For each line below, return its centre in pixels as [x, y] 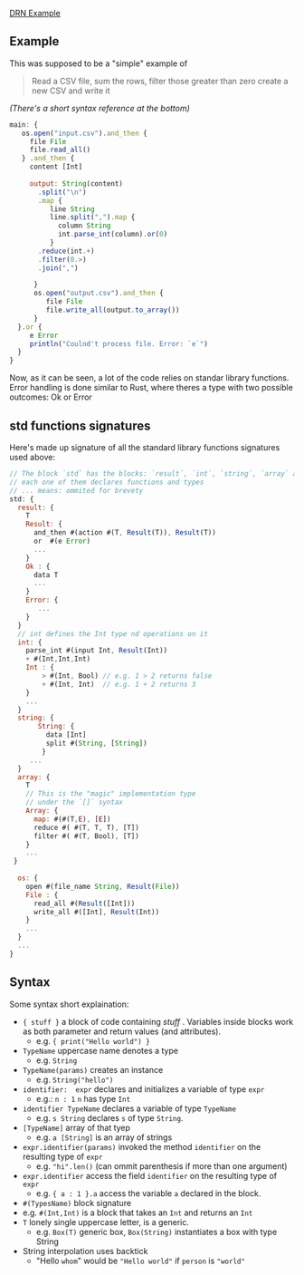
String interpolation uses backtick [85, 1251]
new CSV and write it [71, 91]
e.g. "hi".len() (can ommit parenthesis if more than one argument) [161, 1166]
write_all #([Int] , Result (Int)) [96, 912]
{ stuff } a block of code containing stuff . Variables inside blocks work [158, 1021]
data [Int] [66, 735]
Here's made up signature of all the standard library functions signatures [145, 447]
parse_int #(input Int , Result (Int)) [97, 651]
